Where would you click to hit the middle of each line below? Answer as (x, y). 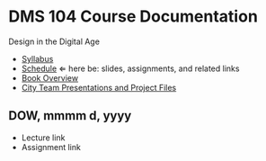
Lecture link (43, 138)
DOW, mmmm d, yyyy (70, 116)
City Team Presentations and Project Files (99, 87)
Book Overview (49, 77)
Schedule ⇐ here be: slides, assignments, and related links (130, 68)
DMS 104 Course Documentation (133, 17)
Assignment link (51, 147)
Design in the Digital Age (54, 41)
